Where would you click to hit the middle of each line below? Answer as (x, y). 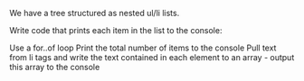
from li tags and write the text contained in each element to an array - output (152, 57)
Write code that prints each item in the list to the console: (116, 30)
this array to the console (55, 67)
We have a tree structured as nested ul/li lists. (95, 13)
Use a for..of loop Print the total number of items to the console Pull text (143, 48)
